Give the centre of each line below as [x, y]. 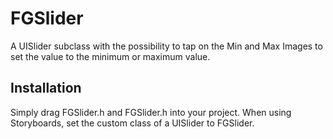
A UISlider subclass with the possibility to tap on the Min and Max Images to [166, 46]
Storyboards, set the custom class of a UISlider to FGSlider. [132, 123]
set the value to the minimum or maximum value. [110, 56]
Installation [46, 88]
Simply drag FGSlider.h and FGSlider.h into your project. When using [151, 112]
